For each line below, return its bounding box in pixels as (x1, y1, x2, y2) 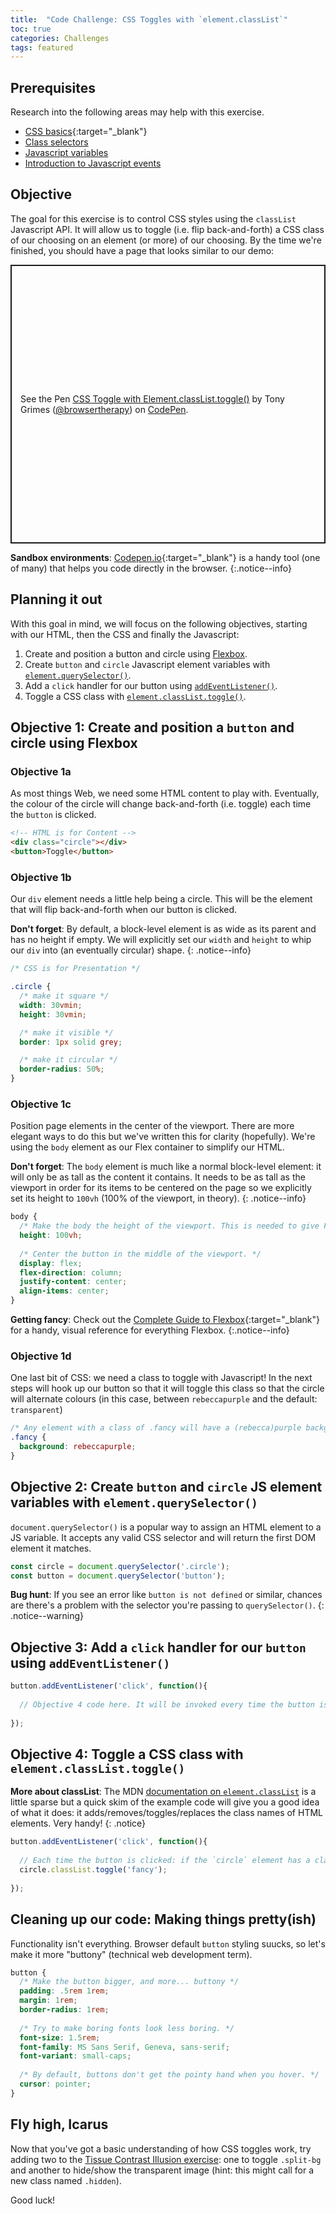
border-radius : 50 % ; (19, 1064, 105, 1075)
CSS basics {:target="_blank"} (24, 126, 148, 138)
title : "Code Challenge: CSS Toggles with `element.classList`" (10, 14, 288, 25)
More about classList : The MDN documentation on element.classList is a (10, 1786, 317, 1798)
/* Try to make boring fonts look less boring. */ (19, 2023, 235, 2033)
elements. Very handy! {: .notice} (10, 1817, 147, 1830)
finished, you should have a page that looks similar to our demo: (10, 244, 275, 256)
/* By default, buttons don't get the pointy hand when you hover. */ (19, 2070, 320, 2080)
